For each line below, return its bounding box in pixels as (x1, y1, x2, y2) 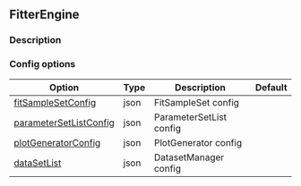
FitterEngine (9, 7, 80, 22)
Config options (9, 58, 76, 71)
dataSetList (13, 156, 62, 169)
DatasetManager (153, 151, 225, 164)
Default (254, 80, 288, 93)
